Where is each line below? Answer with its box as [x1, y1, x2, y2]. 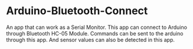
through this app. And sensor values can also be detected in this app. [6, 36, 175, 43]
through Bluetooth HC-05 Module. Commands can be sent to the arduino [6, 30, 184, 37]
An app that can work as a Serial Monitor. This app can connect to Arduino [6, 24, 188, 31]
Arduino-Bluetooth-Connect [6, 4, 148, 18]
